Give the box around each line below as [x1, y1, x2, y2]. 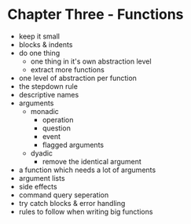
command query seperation [18, 190, 109, 200]
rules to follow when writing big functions [18, 207, 153, 216]
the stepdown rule [18, 81, 78, 91]
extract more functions [30, 64, 105, 74]
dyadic [30, 148, 53, 158]
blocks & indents [18, 39, 73, 49]
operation [42, 115, 74, 124]
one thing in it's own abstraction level [30, 57, 152, 66]
